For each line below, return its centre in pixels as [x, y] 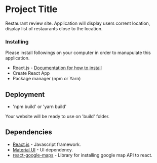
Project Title [31, 9]
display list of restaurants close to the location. [54, 28]
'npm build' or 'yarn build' [40, 106]
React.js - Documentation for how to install [57, 68]
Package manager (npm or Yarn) [47, 79]
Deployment [25, 94]
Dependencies [29, 132]
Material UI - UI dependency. [43, 149]
